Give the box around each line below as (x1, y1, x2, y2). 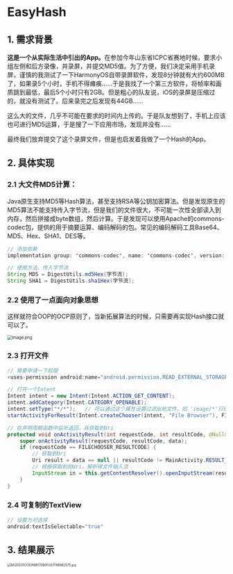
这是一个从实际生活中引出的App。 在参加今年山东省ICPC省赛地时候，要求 (7, 54, 216, 61)
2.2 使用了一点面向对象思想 (7, 295, 98, 304)
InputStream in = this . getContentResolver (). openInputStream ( (32, 470, 216, 477)
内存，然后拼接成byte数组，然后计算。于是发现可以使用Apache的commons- (7, 214, 225, 222)
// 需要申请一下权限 (7, 367, 58, 374)
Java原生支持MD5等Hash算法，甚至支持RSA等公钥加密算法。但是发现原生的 (7, 197, 225, 205)
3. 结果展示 (7, 543, 55, 556)
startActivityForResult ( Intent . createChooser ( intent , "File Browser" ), (7, 411, 218, 419)
